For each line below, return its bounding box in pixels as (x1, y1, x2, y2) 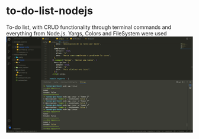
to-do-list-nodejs (6, 4, 94, 18)
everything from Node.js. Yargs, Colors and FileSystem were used (6, 29, 167, 37)
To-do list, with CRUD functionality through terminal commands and (6, 24, 172, 31)
